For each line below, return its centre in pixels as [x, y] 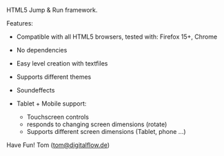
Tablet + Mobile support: [51, 104]
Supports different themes [54, 77]
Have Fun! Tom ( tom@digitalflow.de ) [58, 145]
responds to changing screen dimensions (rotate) [97, 124]
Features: [20, 23]
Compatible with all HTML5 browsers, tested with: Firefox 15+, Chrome [117, 37]
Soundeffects [35, 90]
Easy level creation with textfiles [62, 64]
